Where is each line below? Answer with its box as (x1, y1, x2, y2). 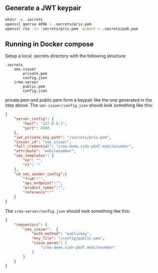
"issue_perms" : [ (31, 240, 68, 246)
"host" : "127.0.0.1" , (23, 121, 68, 126)
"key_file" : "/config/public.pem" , (31, 236, 105, 241)
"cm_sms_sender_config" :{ (14, 171, 68, 177)
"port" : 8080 (23, 125, 50, 130)
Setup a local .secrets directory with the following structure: (5, 53, 127, 59)
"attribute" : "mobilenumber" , (14, 149, 77, 154)
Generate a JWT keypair (5, 4, 81, 12)
